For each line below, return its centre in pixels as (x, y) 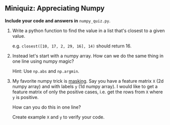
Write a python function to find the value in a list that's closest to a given (88, 31)
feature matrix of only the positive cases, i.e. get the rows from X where (88, 92)
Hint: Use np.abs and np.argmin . (46, 71)
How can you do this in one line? (47, 107)
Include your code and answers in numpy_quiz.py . (58, 20)
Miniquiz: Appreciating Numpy (55, 8)
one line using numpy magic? (43, 61)
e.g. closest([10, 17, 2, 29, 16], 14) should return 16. (72, 46)
